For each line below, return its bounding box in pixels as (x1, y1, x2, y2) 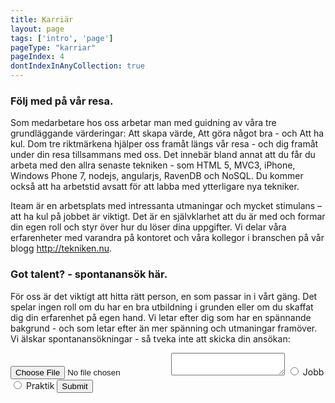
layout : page (10, 24, 65, 34)
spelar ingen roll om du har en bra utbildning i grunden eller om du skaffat (10, 301, 314, 313)
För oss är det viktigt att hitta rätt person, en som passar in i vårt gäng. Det (10, 290, 318, 302)
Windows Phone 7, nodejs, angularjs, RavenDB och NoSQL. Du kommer (10, 170, 304, 182)
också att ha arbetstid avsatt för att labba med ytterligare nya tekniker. (10, 181, 300, 193)
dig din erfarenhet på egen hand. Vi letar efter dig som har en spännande (10, 311, 312, 323)
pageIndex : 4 (10, 52, 65, 62)
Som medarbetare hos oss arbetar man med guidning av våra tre (10, 117, 277, 129)
